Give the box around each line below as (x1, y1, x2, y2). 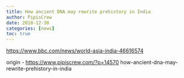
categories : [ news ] (6, 25, 55, 32)
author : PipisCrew (6, 14, 52, 20)
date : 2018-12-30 (6, 20, 50, 26)
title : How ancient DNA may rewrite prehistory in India (6, 8, 151, 15)
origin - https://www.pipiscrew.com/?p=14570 (6, 59, 119, 66)
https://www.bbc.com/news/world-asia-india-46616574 (6, 47, 144, 54)
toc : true (6, 31, 31, 37)
